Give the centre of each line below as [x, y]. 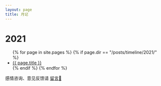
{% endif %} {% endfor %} [40, 68]
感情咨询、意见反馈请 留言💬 [34, 78]
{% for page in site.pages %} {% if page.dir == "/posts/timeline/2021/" [85, 52]
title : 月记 [17, 14]
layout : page [19, 10]
